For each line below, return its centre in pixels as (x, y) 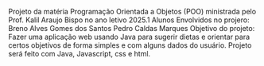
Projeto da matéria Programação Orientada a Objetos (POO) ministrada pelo (132, 12)
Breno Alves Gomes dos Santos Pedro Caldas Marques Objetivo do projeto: (132, 28)
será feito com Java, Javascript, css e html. (80, 54)
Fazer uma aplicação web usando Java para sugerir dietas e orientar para (129, 37)
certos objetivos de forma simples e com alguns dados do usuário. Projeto (130, 45)
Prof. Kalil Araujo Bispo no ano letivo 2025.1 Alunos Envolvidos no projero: (129, 20)
